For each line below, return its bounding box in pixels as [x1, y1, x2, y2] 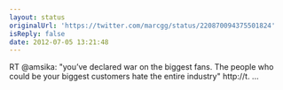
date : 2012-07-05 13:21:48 [9, 37, 109, 47]
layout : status [9, 12, 66, 22]
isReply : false [9, 29, 66, 38]
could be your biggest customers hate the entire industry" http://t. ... [9, 71, 259, 82]
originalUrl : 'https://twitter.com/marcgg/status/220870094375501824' [9, 21, 276, 30]
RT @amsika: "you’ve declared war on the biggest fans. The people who [9, 62, 274, 72]
